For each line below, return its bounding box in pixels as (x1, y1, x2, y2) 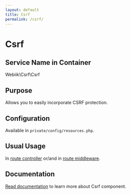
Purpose (5, 86, 33, 94)
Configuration (5, 114, 50, 123)
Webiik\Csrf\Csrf (5, 71, 40, 78)
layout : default (5, 7, 39, 13)
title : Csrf (5, 12, 30, 17)
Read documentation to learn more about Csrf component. (5, 183, 126, 189)
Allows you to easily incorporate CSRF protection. (5, 100, 108, 106)
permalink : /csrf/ (5, 17, 44, 22)
